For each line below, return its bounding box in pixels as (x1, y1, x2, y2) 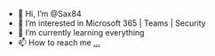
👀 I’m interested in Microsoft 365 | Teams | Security (17, 18, 206, 28)
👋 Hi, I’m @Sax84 (17, 9, 82, 19)
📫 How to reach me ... (17, 37, 100, 48)
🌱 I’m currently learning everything (17, 28, 145, 37)
